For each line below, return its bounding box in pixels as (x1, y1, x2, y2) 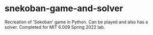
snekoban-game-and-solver (4, 3, 124, 14)
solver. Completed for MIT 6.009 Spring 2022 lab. (4, 24, 105, 30)
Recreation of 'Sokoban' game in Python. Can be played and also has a (4, 19, 148, 25)
